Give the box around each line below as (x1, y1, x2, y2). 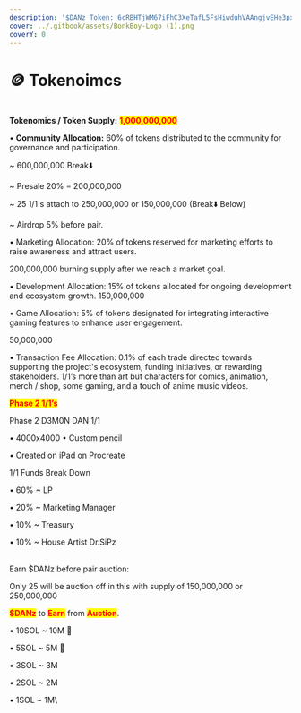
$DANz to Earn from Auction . (9, 608, 120, 619)
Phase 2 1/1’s (9, 398, 58, 408)
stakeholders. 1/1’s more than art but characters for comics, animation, (9, 371, 269, 382)
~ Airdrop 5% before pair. (9, 219, 104, 230)
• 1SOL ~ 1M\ (9, 695, 58, 706)
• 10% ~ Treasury (9, 520, 74, 530)
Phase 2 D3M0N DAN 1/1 (9, 416, 100, 426)
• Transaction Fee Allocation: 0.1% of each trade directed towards (9, 352, 253, 363)
